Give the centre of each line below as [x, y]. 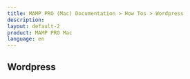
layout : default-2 [34, 26]
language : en [26, 39]
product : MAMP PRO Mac [40, 33]
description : [26, 20]
